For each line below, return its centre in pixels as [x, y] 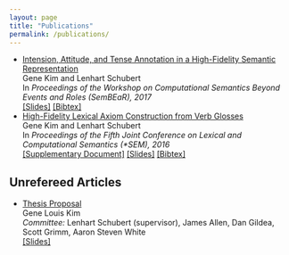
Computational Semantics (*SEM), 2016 [96, 144]
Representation [50, 69]
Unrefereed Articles [66, 182]
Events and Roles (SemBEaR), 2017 [87, 97]
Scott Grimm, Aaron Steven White [84, 232]
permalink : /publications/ [59, 34]
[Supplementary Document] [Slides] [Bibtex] [103, 154]
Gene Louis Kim [51, 213]
